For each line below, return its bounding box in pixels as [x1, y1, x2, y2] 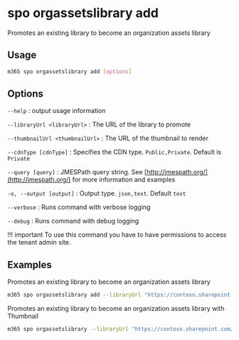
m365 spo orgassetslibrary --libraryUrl [7, 326, 129, 333]
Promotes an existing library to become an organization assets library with [7, 304, 225, 313]
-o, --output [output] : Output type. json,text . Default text [7, 189, 186, 198]
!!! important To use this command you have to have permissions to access [7, 230, 227, 239]
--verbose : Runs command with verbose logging [7, 203, 151, 211]
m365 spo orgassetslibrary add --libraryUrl [7, 292, 142, 299]
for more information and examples [72, 176, 176, 184]
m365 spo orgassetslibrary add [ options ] [7, 68, 132, 75]
